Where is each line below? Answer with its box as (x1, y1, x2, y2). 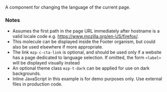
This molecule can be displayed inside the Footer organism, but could (12, 38, 156, 44)
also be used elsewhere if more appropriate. (12, 44, 104, 50)
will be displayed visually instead (12, 60, 80, 66)
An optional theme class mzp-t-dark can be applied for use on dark (12, 65, 150, 71)
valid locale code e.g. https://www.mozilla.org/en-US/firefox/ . (12, 33, 139, 39)
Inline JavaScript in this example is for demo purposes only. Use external (12, 76, 163, 82)
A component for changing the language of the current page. (5, 4, 131, 10)
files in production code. (12, 81, 63, 87)
